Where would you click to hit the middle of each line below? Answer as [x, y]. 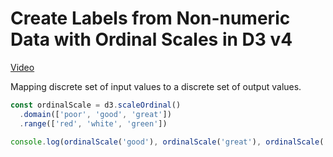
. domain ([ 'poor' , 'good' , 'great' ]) [95, 114]
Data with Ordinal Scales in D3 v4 [151, 39]
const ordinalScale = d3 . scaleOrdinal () [96, 105]
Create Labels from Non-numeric [150, 18]
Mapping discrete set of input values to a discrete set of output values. [156, 86]
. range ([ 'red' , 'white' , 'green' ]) [93, 123]
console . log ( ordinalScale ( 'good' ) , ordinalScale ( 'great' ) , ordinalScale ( [167, 142]
